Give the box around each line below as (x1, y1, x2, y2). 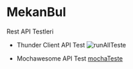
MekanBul (6, 4, 67, 20)
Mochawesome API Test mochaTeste (16, 54, 123, 63)
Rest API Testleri (6, 27, 54, 36)
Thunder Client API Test (16, 40, 85, 49)
